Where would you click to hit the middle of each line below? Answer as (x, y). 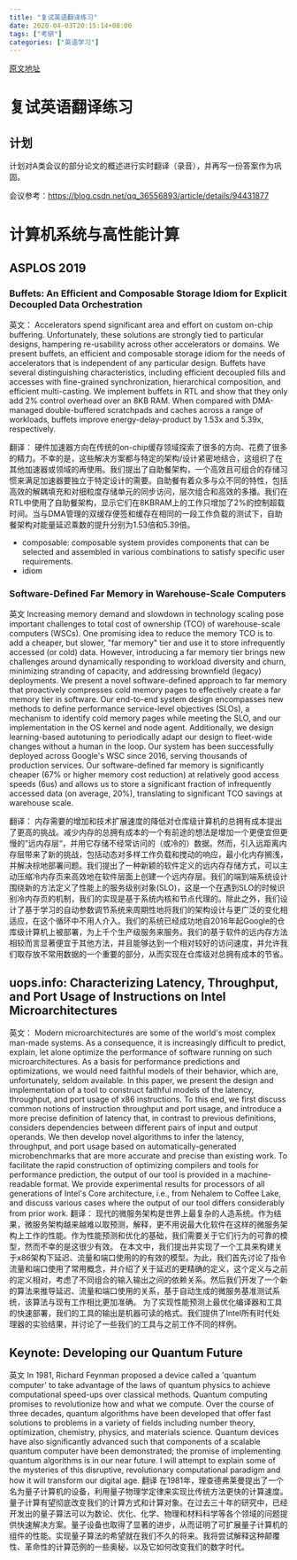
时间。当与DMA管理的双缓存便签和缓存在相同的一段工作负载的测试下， (138, 514)
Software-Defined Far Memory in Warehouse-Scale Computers (148, 594)
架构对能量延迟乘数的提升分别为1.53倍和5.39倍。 (106, 525)
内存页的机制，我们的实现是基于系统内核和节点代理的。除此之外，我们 (152, 899)
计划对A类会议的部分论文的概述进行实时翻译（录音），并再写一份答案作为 (141, 166)
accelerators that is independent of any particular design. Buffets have (137, 363)
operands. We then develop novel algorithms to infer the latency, (127, 1137)
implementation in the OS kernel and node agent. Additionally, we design (141, 728)
